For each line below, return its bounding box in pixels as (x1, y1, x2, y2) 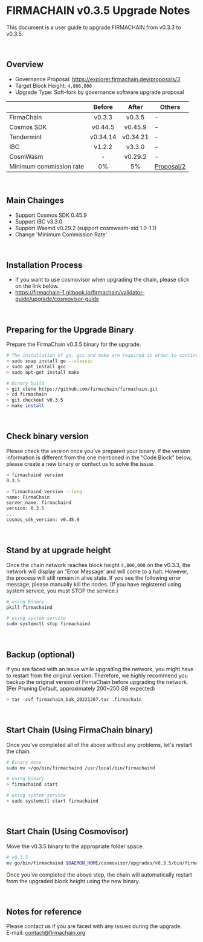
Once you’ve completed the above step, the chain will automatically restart (6, 871, 192, 878)
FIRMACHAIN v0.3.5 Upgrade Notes (6, 4, 190, 18)
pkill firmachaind (6, 604, 53, 611)
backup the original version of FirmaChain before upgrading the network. (6, 678, 188, 685)
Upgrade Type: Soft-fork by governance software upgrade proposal (14, 88, 184, 96)
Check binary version (6, 431, 89, 442)
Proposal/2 (154, 162, 186, 170)
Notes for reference (6, 906, 82, 917)
